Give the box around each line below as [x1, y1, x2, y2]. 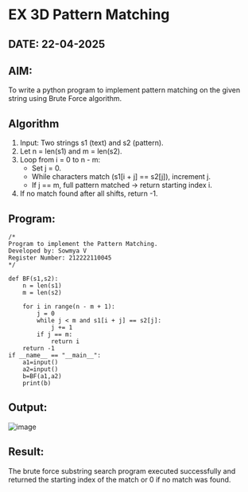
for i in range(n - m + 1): [22, 303, 115, 311]
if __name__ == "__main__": [8, 352, 102, 360]
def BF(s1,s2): [8, 275, 59, 283]
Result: [8, 445, 45, 459]
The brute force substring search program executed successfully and [8, 466, 236, 475]
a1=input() [22, 358, 59, 367]
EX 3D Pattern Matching [8, 6, 170, 24]
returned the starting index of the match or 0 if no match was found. [8, 474, 231, 484]
